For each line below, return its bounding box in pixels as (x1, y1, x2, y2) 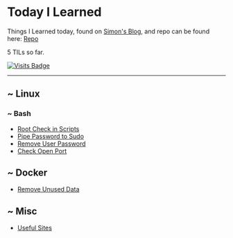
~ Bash (7, 109, 31, 119)
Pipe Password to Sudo (17, 132, 85, 140)
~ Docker (7, 167, 48, 179)
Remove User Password (17, 139, 86, 148)
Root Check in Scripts (17, 124, 80, 133)
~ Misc (7, 205, 37, 217)
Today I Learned (7, 4, 102, 20)
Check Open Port (17, 146, 67, 155)
